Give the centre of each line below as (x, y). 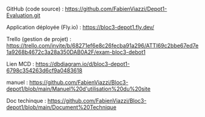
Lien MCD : (20, 64)
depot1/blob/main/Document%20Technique (62, 107)
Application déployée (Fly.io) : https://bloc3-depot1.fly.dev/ (80, 27)
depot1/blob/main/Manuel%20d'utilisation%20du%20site (78, 89)
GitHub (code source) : (35, 9)
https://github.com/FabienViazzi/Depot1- (116, 9)
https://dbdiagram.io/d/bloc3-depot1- (83, 64)
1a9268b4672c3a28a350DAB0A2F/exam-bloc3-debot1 (76, 52)
